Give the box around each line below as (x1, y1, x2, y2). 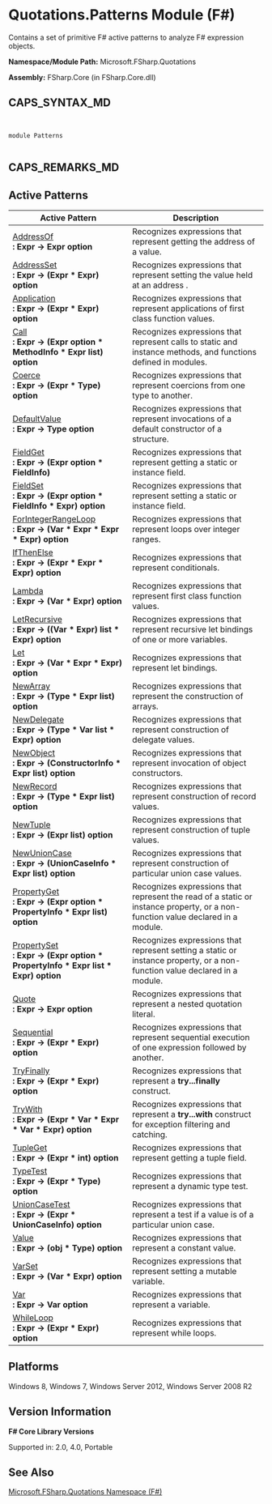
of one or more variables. (132, 633, 228, 645)
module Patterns (8, 131, 63, 139)
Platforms (8, 1360, 59, 1374)
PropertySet (12, 939, 59, 951)
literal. (132, 1008, 155, 1020)
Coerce (12, 369, 40, 381)
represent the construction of (132, 690, 244, 701)
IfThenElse (12, 547, 54, 558)
